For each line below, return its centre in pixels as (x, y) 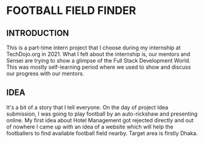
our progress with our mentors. (45, 73)
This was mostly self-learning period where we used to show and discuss (99, 67)
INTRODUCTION (38, 33)
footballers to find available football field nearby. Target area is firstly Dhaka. (102, 133)
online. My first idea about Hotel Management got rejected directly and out (100, 120)
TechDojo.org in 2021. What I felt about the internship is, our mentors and (98, 54)
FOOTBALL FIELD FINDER (71, 11)
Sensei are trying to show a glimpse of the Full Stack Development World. (98, 61)
